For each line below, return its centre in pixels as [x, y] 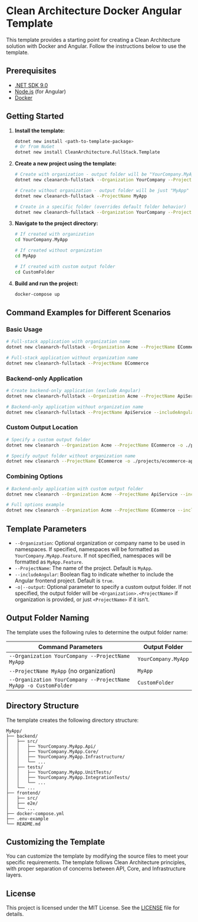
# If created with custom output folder [65, 266]
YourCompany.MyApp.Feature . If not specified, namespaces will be [93, 555]
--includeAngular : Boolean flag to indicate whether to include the [94, 574]
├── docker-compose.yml [35, 813]
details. [15, 914]
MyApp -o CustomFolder [41, 685]
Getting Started [35, 116]
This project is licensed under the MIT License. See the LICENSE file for [93, 908]
